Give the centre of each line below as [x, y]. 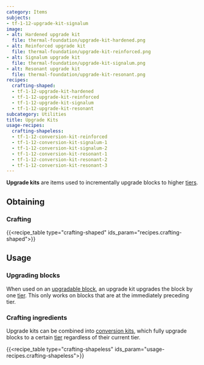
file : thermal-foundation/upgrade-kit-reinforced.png [81, 52]
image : [15, 29]
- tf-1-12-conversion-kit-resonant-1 [60, 154]
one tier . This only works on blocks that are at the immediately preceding [98, 295]
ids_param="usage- [140, 349]
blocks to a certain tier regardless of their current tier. [74, 337]
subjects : [19, 18]
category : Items [27, 12]
